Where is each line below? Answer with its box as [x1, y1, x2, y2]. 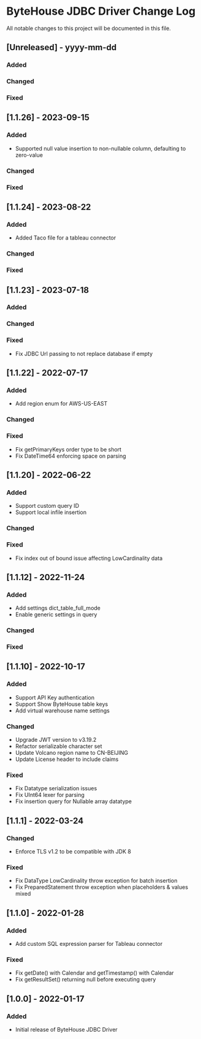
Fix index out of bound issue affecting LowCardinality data [15, 554, 163, 562]
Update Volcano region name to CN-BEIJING [15, 749, 129, 757]
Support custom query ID [15, 502, 80, 510]
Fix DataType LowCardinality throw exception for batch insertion [15, 877, 178, 885]
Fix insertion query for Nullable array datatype [15, 798, 132, 805]
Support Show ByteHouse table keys [15, 700, 108, 708]
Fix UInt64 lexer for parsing [15, 792, 85, 799]
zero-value [15, 151, 43, 159]
